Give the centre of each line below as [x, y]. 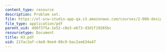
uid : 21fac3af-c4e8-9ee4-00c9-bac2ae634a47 [51, 42]
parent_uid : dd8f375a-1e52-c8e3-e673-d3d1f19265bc [58, 28]
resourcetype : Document [30, 33]
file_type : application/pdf [34, 24]
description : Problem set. [33, 14]
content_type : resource [30, 10]
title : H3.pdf [20, 38]
